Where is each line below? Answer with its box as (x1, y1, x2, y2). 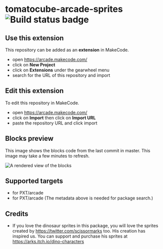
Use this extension (5, 34, 64, 42)
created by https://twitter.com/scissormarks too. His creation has (12, 228, 146, 234)
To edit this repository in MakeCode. (5, 100, 79, 106)
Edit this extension (5, 87, 64, 95)
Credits (5, 209, 29, 218)
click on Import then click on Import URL (12, 115, 96, 121)
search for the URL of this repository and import (12, 72, 110, 78)
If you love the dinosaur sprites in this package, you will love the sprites (12, 223, 159, 229)
